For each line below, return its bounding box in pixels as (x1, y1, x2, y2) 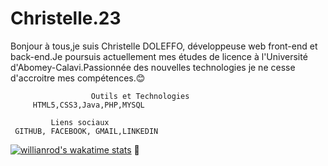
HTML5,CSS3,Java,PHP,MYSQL (32, 100, 145, 110)
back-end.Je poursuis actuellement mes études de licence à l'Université (10, 50, 308, 62)
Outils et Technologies (90, 91, 190, 101)
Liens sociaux (50, 117, 110, 127)
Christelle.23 (10, 7, 122, 30)
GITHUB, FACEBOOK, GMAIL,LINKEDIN (14, 126, 159, 136)
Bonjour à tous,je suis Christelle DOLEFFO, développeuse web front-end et (10, 40, 318, 52)
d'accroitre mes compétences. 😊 (10, 72, 146, 84)
